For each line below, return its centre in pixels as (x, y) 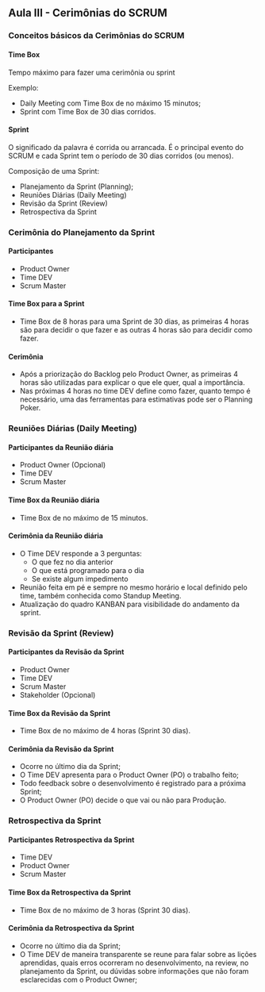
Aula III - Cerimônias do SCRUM (88, 13)
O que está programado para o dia (88, 570)
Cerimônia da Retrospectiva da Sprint (71, 929)
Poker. (30, 408)
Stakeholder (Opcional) (58, 694)
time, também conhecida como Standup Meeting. (100, 595)
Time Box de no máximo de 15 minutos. (84, 517)
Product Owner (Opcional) (63, 465)
